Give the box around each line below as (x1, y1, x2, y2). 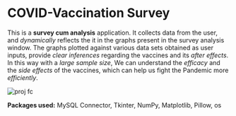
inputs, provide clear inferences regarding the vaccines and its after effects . (7, 51, 229, 59)
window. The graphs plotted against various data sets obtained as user (7, 43, 214, 52)
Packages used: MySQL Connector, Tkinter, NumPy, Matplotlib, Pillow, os (7, 100, 222, 109)
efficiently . (7, 73, 39, 82)
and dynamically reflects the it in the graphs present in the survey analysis (7, 35, 225, 44)
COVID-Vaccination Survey (7, 5, 170, 21)
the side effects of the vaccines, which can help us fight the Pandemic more (7, 66, 229, 74)
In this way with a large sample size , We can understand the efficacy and (7, 58, 220, 66)
